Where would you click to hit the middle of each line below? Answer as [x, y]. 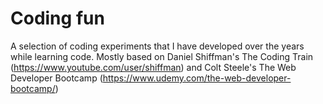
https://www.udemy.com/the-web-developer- [197, 78]
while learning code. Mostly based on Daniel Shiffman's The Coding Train [162, 56]
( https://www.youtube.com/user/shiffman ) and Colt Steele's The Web [153, 67]
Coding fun [57, 18]
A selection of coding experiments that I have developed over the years [157, 46]
